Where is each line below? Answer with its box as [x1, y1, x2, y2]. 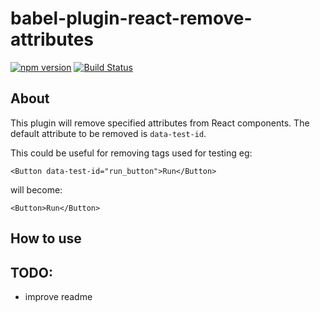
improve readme [24, 290, 93, 302]
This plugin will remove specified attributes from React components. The [10, 117, 310, 129]
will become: [10, 183, 63, 196]
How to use [10, 230, 82, 247]
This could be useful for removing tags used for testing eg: [10, 147, 253, 159]
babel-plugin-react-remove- [10, 7, 253, 30]
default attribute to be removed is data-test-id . [10, 127, 207, 139]
